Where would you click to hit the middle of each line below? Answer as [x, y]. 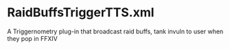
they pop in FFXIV [33, 38]
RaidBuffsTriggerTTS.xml [81, 13]
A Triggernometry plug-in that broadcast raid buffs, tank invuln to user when [115, 31]
